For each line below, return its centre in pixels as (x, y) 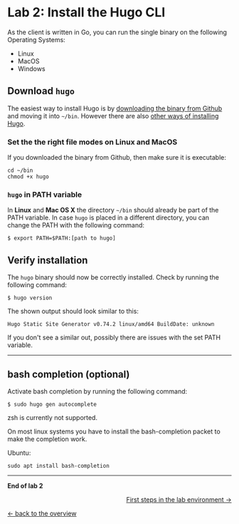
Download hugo (41, 91)
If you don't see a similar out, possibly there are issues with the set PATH (114, 338)
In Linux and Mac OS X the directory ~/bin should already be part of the (113, 210)
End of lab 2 (25, 486)
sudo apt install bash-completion (59, 466)
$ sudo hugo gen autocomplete (52, 404)
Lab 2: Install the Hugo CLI (86, 12)
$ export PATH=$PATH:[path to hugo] (62, 238)
